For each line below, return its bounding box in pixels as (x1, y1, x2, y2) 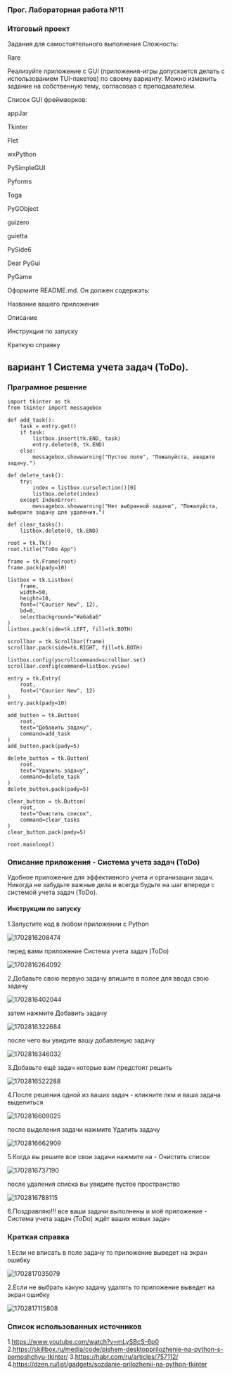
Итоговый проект (7, 23, 70, 33)
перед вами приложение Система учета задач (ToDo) (7, 947, 169, 955)
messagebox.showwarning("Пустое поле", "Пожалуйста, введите (32, 453, 216, 460)
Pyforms (7, 177, 32, 186)
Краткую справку (7, 341, 61, 349)
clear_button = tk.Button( (7, 798, 86, 805)
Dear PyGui (7, 259, 41, 268)
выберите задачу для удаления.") (7, 508, 105, 516)
